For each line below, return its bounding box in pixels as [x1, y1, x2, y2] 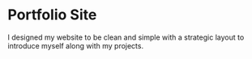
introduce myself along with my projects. [7, 40, 143, 50]
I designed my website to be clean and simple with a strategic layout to [7, 32, 245, 42]
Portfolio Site [7, 6, 97, 24]
